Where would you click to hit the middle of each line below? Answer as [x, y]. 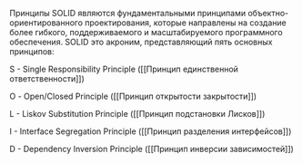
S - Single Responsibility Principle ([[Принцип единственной [124, 69]
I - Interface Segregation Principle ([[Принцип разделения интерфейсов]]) [151, 131]
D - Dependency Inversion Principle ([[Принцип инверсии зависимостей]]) [151, 149]
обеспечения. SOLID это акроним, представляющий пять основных [141, 42]
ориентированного [46, 23]
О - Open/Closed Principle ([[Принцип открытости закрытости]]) [133, 96]
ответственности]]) [47, 79]
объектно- [268, 13]
